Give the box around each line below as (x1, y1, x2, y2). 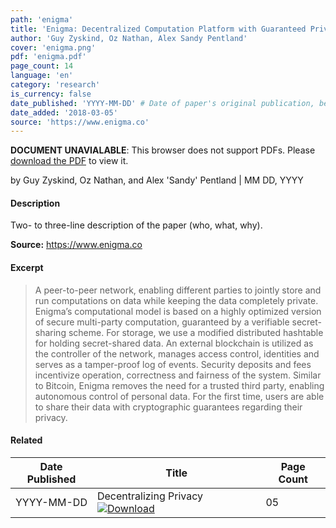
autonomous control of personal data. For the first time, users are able (34, 390, 325, 402)
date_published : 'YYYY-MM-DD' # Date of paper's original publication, (10, 98, 315, 108)
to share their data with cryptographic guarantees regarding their (34, 401, 303, 413)
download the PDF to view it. (10, 155, 129, 167)
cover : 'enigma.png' (10, 42, 97, 53)
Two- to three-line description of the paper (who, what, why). (10, 219, 263, 231)
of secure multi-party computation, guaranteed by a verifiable (34, 316, 290, 328)
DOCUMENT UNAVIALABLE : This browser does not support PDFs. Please (10, 144, 316, 156)
